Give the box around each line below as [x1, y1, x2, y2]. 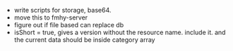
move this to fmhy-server [13, 13, 88, 22]
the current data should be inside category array [13, 36, 155, 44]
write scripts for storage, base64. [13, 6, 112, 14]
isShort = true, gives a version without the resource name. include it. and [13, 28, 226, 36]
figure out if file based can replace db [13, 21, 124, 29]
